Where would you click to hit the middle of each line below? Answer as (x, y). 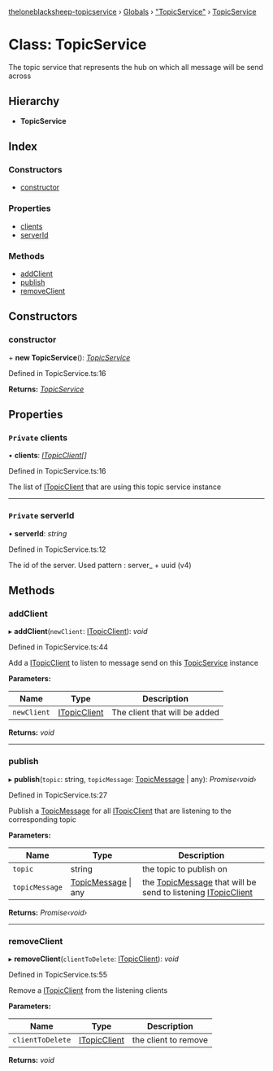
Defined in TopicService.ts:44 (58, 647)
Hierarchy (34, 101)
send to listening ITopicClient (197, 892)
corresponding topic (43, 819)
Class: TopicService (78, 45)
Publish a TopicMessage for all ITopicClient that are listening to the (120, 811)
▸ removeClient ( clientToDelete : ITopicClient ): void (93, 959)
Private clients (38, 438)
